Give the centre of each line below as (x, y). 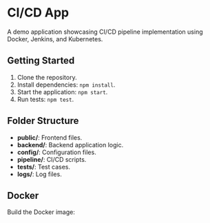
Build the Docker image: (41, 212)
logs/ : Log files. (39, 174)
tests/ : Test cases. (44, 167)
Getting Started (41, 61)
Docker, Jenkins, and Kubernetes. (55, 39)
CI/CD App (38, 13)
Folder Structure (43, 121)
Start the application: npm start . (62, 92)
